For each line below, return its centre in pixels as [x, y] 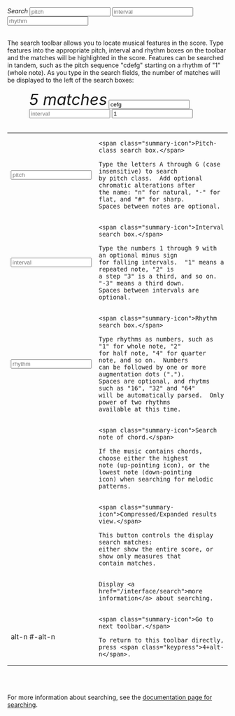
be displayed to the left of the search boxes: [71, 80]
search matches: [126, 542]
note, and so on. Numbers [144, 360]
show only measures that [140, 556]
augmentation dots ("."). [142, 374]
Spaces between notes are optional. [160, 206]
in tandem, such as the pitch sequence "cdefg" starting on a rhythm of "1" [114, 65]
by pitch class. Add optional [151, 178]
